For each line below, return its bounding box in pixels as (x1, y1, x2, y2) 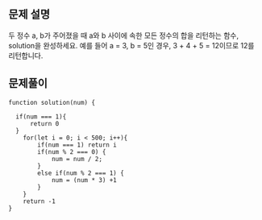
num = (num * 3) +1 (51, 176, 117, 184)
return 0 (29, 119, 60, 127)
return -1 (23, 197, 56, 205)
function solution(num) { (8, 98, 95, 106)
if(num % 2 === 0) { (37, 147, 106, 156)
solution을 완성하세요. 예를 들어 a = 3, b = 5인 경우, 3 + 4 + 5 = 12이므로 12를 (8, 40, 255, 50)
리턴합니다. (8, 51, 44, 60)
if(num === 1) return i (37, 140, 117, 149)
